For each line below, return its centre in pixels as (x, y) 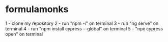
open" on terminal (24, 34)
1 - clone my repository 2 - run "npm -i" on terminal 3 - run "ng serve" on (82, 23)
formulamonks (37, 9)
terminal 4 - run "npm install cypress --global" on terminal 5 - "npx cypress (84, 28)
